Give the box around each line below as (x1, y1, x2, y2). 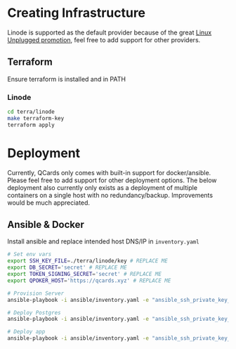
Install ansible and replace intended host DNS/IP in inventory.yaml (7, 237, 199, 246)
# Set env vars (7, 251, 52, 258)
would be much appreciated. (7, 198, 90, 207)
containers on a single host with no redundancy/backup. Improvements (7, 191, 213, 199)
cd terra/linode (7, 108, 55, 115)
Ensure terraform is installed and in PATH (7, 75, 126, 83)
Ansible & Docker (7, 219, 84, 230)
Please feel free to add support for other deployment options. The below (7, 176, 217, 184)
